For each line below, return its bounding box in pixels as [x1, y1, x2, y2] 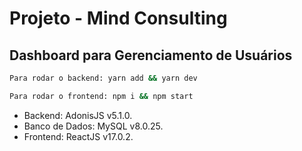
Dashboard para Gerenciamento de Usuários [9, 47, 293, 64]
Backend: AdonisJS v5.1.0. [23, 109, 133, 121]
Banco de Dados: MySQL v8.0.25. [23, 120, 164, 132]
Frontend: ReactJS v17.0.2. [23, 130, 134, 142]
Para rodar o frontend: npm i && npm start [9, 91, 194, 101]
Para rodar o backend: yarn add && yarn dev [9, 73, 198, 83]
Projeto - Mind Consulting [9, 7, 228, 30]
